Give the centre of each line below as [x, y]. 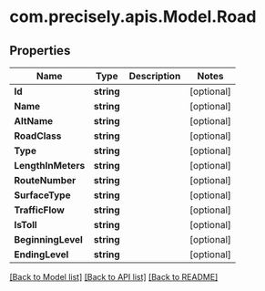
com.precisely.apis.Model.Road [133, 17]
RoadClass [38, 136]
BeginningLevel [49, 239]
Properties [40, 51]
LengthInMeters [50, 166]
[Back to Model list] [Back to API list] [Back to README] [114, 277]
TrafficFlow [40, 210]
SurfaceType [42, 195]
